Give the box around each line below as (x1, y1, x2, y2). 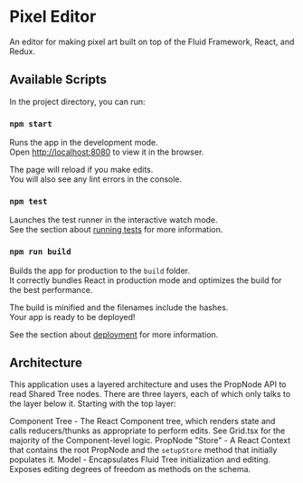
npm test (9, 196, 48, 206)
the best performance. (9, 284, 93, 295)
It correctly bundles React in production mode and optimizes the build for (9, 274, 282, 286)
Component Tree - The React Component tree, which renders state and (9, 416, 276, 427)
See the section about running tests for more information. (9, 224, 223, 235)
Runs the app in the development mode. (9, 137, 158, 148)
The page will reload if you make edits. (9, 165, 154, 175)
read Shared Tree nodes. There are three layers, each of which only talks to (9, 389, 291, 400)
